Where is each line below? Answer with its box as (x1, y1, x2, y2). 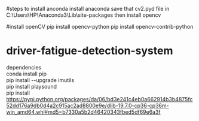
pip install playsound (6, 83, 57, 90)
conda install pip (6, 70, 47, 77)
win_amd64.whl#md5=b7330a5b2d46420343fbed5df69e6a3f (6, 108, 161, 116)
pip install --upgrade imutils (6, 76, 75, 83)
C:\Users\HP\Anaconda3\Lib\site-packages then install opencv (6, 11, 161, 19)
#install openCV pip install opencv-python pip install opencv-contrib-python (6, 23, 194, 30)
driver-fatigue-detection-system (6, 44, 173, 58)
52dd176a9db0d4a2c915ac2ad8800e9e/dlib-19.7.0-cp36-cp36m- (6, 102, 169, 109)
